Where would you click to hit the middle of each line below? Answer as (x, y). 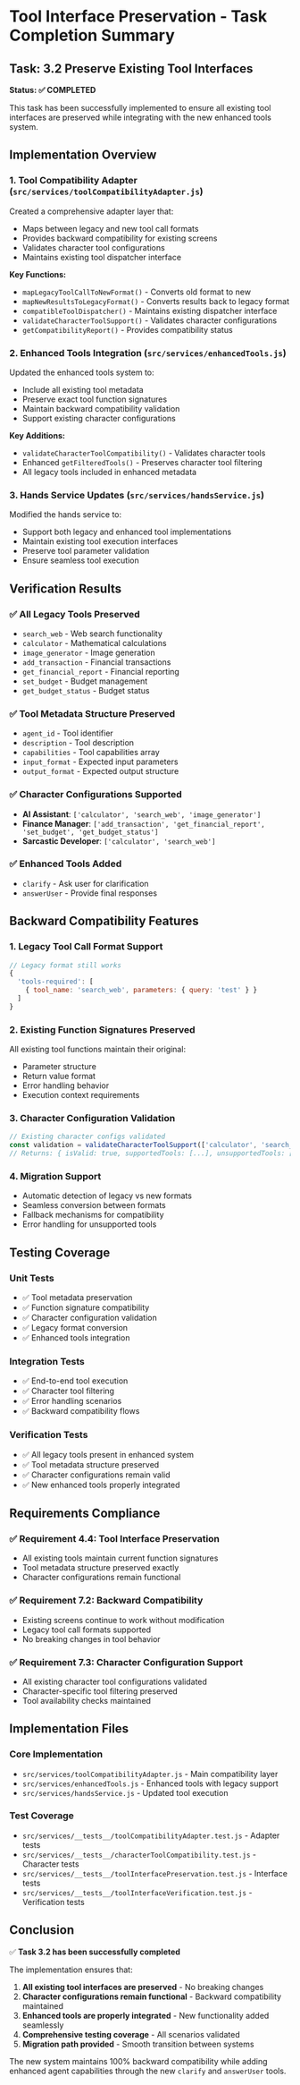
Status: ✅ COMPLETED (53, 90)
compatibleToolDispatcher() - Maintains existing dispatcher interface (150, 311)
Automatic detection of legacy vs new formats (107, 1196)
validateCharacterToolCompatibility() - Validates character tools (144, 453)
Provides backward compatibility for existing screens (120, 238)
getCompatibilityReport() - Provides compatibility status (128, 329)
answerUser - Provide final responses (90, 893)
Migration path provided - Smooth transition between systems (138, 2044)
